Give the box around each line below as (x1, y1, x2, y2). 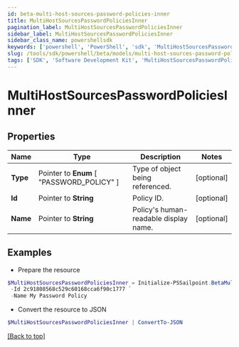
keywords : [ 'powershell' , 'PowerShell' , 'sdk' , (7, 43, 152, 50)
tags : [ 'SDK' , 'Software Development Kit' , (7, 57, 139, 64)
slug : (7, 50, 23, 58)
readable (132, 213, 162, 223)
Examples (7, 247, 52, 259)
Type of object (132, 164, 181, 173)
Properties (7, 131, 55, 143)
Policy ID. (132, 193, 164, 203)
